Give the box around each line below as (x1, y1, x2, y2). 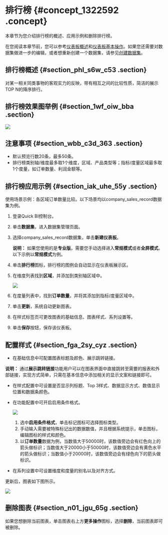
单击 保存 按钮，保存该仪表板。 (12, 325, 74, 331)
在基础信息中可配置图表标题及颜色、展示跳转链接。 (12, 355, 118, 361)
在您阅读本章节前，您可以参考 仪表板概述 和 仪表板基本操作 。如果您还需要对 (5, 43, 158, 49)
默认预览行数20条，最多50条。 (12, 153, 76, 159)
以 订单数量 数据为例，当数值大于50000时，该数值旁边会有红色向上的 (19, 438, 161, 444)
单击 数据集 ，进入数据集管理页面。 (12, 224, 83, 230)
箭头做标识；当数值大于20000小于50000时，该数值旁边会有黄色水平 (19, 444, 161, 450)
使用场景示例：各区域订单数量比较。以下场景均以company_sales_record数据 (5, 196, 162, 202)
